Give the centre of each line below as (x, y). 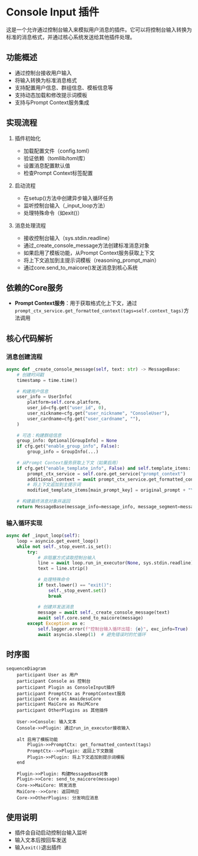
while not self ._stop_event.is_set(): (64, 547)
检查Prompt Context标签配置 (58, 173)
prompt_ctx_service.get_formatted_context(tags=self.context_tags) (99, 311)
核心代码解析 (29, 338)
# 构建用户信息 (33, 391)
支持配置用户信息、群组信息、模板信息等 (64, 87)
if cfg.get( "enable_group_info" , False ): (68, 446)
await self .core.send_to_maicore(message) (90, 618)
